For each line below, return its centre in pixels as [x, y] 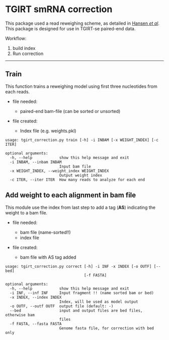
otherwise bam [20, 315]
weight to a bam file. [26, 212]
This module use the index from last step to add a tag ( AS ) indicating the [80, 207]
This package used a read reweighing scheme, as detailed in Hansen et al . [82, 23]
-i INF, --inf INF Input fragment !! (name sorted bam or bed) [82, 293]
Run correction [28, 53]
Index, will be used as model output [99, 302]
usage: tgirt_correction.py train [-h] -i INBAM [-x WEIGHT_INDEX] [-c [82, 140]
